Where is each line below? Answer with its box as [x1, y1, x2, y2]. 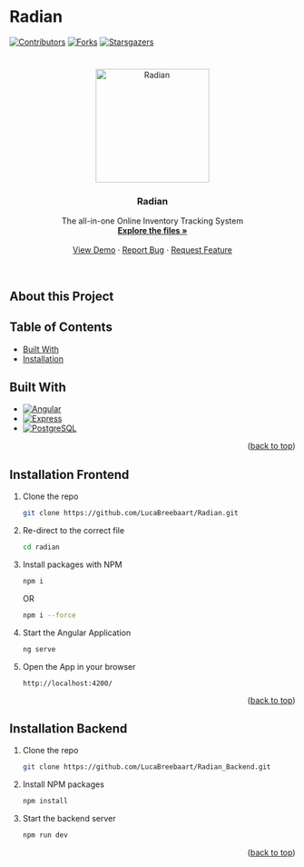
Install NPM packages [22, 779, 104, 790]
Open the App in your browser [22, 661, 136, 672]
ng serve [22, 644, 56, 653]
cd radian [22, 543, 61, 552]
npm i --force [22, 611, 76, 620]
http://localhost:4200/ [22, 679, 113, 688]
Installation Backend [9, 721, 128, 737]
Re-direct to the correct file [22, 525, 125, 536]
